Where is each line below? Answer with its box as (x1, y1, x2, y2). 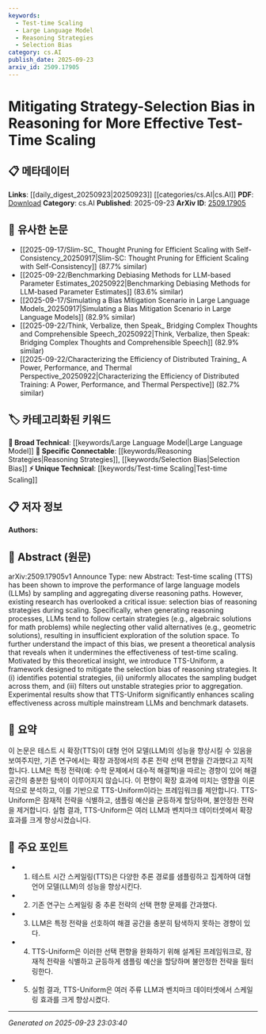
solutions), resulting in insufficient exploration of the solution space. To (8, 631, 240, 640)
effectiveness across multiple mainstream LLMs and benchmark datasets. (8, 698, 249, 707)
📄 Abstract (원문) (8, 550, 92, 563)
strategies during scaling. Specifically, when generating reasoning (8, 605, 224, 615)
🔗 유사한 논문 (8, 223, 69, 236)
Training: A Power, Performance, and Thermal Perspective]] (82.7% (19, 379, 241, 389)
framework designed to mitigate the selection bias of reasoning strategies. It (8, 664, 257, 674)
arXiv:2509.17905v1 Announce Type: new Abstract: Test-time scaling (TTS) (8, 572, 253, 581)
